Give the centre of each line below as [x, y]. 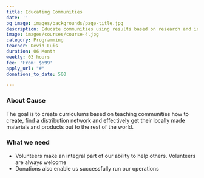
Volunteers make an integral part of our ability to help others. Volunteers [105, 156]
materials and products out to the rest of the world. [70, 127]
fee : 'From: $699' [29, 63]
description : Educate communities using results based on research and [99, 29]
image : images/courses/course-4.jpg [53, 35]
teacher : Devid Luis [32, 46]
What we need [28, 142]
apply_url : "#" [25, 68]
